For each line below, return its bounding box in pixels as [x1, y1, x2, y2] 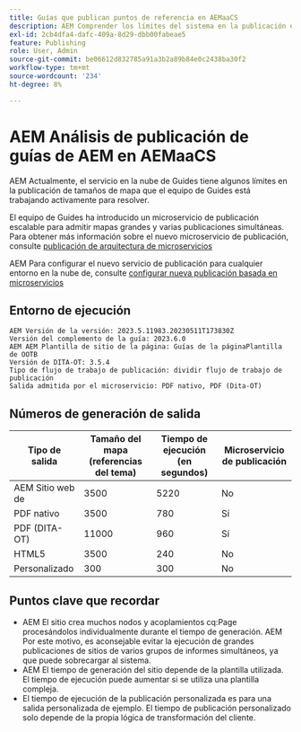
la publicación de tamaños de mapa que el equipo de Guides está [9, 185, 251, 196]
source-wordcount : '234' [9, 72, 102, 81]
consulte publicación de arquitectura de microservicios [9, 240, 213, 251]
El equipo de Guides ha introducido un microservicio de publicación [9, 212, 260, 223]
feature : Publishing [9, 38, 87, 48]
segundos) [160, 466, 209, 479]
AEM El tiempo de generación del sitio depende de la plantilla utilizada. [21, 665, 284, 675]
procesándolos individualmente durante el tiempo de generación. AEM [21, 626, 283, 637]
